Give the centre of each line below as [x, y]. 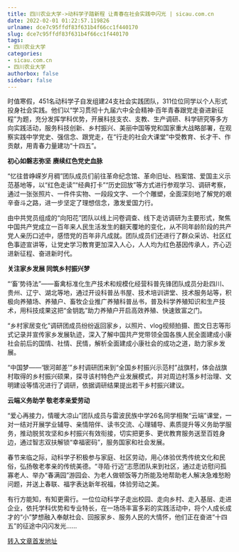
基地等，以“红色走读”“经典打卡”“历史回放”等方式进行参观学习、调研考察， [121, 185]
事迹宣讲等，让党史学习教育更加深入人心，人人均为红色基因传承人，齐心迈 [122, 245]
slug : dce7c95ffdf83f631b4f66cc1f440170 [68, 34]
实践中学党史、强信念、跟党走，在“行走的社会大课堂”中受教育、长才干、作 [122, 137]
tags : [15, 41]
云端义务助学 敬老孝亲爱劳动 [49, 400]
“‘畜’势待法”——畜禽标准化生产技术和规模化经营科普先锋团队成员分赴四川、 [118, 284]
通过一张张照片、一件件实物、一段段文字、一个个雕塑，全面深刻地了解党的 [116, 194]
